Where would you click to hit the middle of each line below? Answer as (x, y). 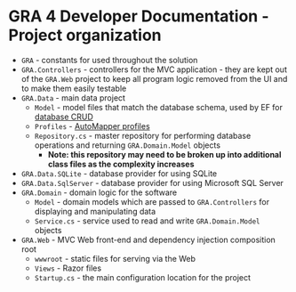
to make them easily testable (74, 88)
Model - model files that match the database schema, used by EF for (159, 107)
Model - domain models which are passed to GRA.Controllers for (152, 201)
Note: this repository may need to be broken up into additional (164, 154)
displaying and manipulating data (95, 211)
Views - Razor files (68, 268)
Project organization (85, 35)
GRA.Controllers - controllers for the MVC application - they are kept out (154, 69)
